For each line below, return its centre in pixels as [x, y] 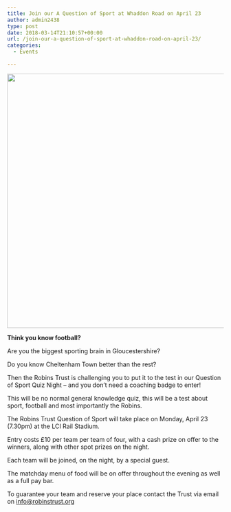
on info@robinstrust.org [41, 501]
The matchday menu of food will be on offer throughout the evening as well [114, 473]
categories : [24, 45]
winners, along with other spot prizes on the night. [78, 447]
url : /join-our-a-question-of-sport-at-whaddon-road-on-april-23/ [104, 39]
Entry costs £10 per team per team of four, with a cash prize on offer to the [113, 439]
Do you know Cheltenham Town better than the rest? [82, 364]
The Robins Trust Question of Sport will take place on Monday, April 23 [108, 419]
